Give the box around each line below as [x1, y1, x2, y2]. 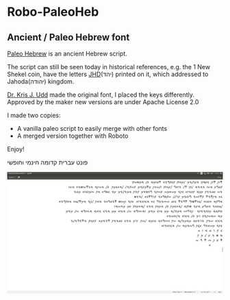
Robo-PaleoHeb [7, 4, 99, 20]
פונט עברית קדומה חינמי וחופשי [7, 158, 88, 166]
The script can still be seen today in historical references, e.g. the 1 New [7, 63, 211, 71]
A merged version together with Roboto [16, 132, 129, 140]
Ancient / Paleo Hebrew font [7, 32, 130, 43]
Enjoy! [7, 145, 25, 153]
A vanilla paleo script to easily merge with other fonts [16, 125, 168, 132]
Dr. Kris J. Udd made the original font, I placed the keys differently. [7, 90, 195, 99]
